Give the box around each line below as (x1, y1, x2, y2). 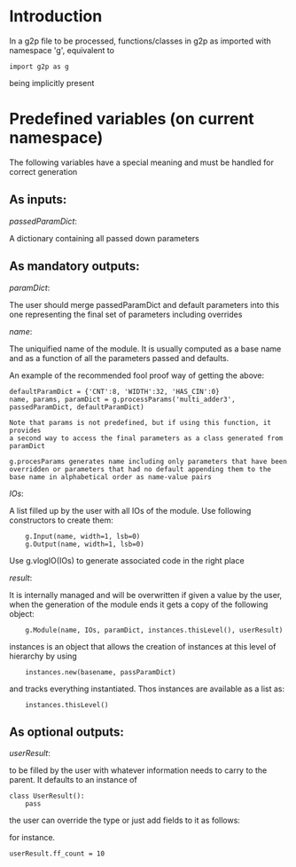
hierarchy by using (9, 650, 77, 661)
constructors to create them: (9, 515, 113, 525)
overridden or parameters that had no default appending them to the (9, 464, 272, 474)
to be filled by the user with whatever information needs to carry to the (9, 765, 268, 776)
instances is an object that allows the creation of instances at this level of (9, 641, 277, 651)
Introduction (9, 6, 103, 27)
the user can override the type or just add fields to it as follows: (9, 815, 241, 826)
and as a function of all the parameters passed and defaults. (9, 352, 230, 363)
